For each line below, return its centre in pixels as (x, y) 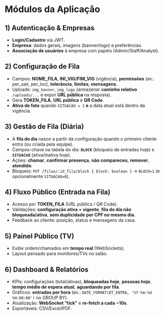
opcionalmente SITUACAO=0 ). (41, 176)
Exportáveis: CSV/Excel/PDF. (42, 308)
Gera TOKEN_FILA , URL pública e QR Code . (58, 100)
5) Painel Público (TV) (39, 236)
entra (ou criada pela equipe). (43, 144)
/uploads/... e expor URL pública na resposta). (62, 95)
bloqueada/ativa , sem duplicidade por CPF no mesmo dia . (74, 215)
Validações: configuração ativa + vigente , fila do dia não (72, 210)
